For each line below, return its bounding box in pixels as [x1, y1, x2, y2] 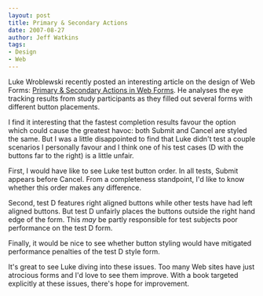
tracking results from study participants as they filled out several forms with [8, 94, 253, 103]
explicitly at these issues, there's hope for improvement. [8, 279, 190, 288]
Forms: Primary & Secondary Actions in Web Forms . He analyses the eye [8, 85, 243, 94]
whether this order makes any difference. [8, 183, 141, 192]
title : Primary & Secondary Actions [8, 19, 128, 27]
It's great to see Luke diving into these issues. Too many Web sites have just [8, 261, 255, 272]
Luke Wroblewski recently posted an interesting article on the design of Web [8, 76, 255, 87]
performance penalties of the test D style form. [8, 246, 160, 256]
